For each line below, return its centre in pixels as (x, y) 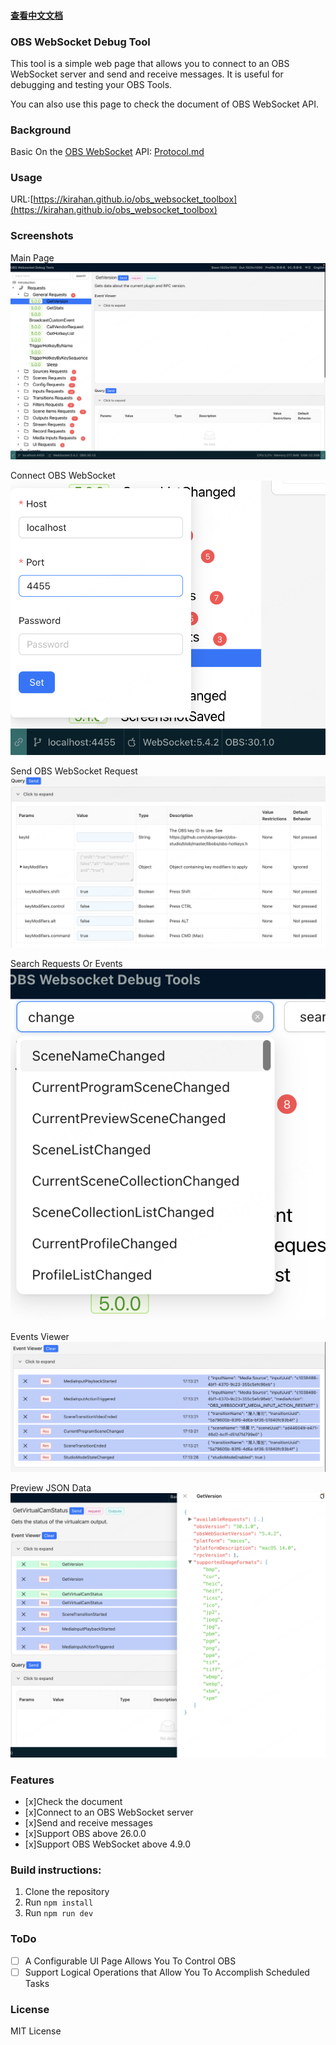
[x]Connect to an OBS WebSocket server (109, 1812)
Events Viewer (40, 1337)
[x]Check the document (73, 1801)
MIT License (36, 2031)
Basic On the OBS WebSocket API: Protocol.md (107, 152)
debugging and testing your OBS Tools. (91, 84)
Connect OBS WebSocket (63, 476)
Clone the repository (67, 1892)
